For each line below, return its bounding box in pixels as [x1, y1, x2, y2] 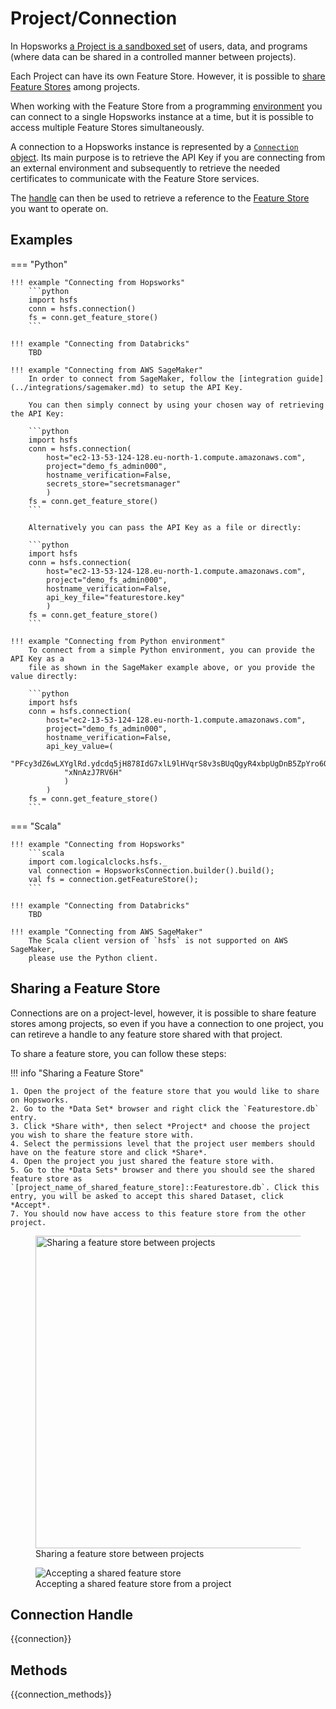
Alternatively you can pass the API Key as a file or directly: [28, 522, 302, 532]
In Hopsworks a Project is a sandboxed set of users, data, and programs [10, 40, 308, 52]
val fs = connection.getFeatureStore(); [28, 874, 199, 884]
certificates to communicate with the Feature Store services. [10, 172, 260, 184]
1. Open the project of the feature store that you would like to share [10, 1086, 320, 1096]
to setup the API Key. [148, 382, 244, 392]
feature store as [10, 1173, 83, 1184]
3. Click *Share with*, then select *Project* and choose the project [10, 1121, 311, 1131]
